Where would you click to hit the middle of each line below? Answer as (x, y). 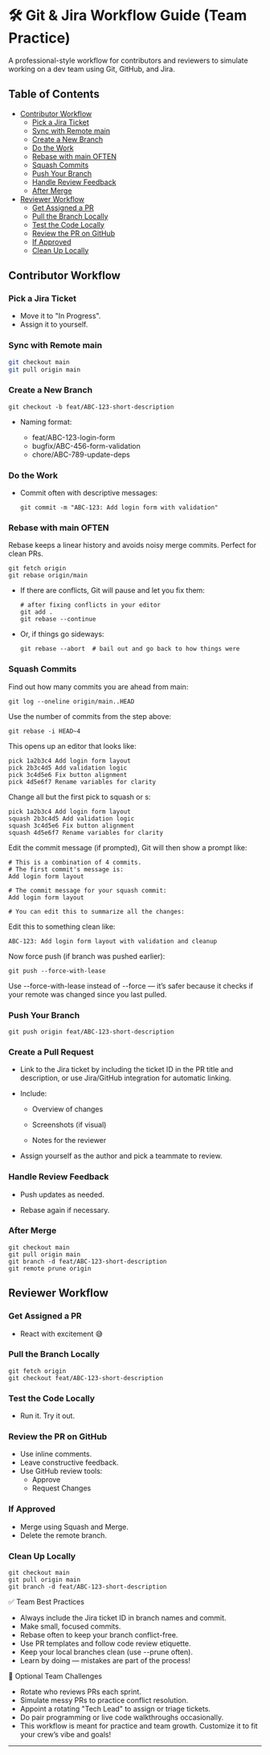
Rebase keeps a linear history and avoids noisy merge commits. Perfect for (133, 545)
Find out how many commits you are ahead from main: (98, 686)
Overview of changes (67, 1109)
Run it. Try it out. (47, 1416)
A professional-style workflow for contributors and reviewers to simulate (128, 60)
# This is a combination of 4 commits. (75, 862)
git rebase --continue (58, 619)
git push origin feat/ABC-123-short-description (91, 1032)
